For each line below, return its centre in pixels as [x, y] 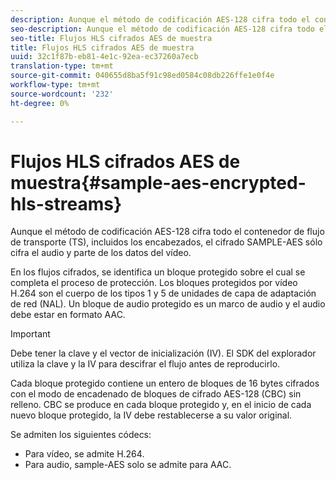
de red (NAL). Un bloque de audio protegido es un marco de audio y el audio [168, 304]
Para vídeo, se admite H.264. [84, 454]
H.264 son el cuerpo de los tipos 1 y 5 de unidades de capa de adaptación [163, 293]
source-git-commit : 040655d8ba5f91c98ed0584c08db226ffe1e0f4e [142, 76]
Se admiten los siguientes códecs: [81, 435]
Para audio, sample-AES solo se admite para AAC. [128, 465]
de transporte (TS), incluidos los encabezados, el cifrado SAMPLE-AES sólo [166, 242]
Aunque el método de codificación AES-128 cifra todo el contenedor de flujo [167, 232]
